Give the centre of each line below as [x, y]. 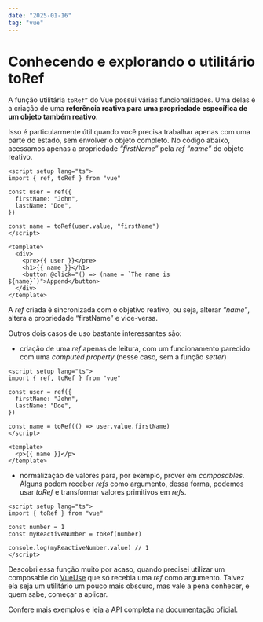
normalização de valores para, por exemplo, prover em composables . [132, 476]
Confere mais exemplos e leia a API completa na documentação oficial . [123, 609]
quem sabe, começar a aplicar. [58, 594]
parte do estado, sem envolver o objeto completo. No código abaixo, [119, 140]
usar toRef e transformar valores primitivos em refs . [103, 492]
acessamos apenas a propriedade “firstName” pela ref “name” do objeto [126, 149]
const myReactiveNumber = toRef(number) [75, 534]
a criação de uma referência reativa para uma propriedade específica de [128, 109]
